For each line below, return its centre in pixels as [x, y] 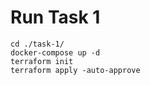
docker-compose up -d [55, 52]
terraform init [42, 61]
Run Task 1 [55, 17]
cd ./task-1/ [37, 44]
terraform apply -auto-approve [75, 70]
